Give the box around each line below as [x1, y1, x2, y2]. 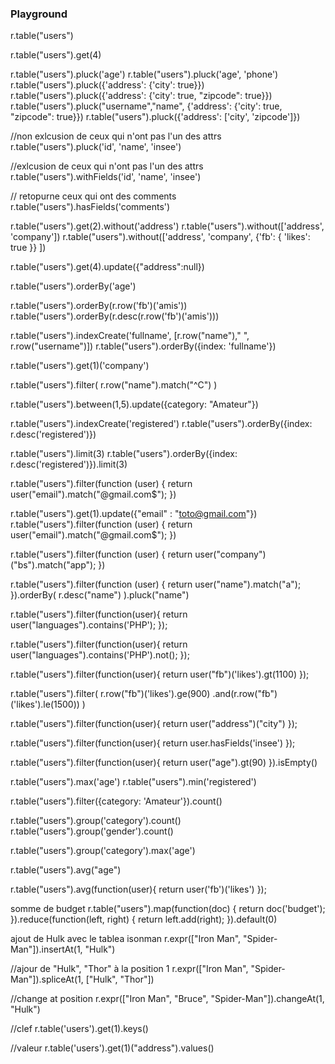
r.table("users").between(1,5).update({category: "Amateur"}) [10, 398, 259, 411]
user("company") [194, 548, 267, 561]
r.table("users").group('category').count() [10, 815, 182, 827]
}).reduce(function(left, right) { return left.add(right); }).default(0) [10, 913, 278, 926]
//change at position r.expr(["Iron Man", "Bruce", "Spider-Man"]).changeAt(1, [10, 993, 325, 1005]
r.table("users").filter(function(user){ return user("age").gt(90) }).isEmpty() [10, 757, 318, 769]
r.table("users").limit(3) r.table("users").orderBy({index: [10, 448, 238, 460]
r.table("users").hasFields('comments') [10, 201, 171, 213]
